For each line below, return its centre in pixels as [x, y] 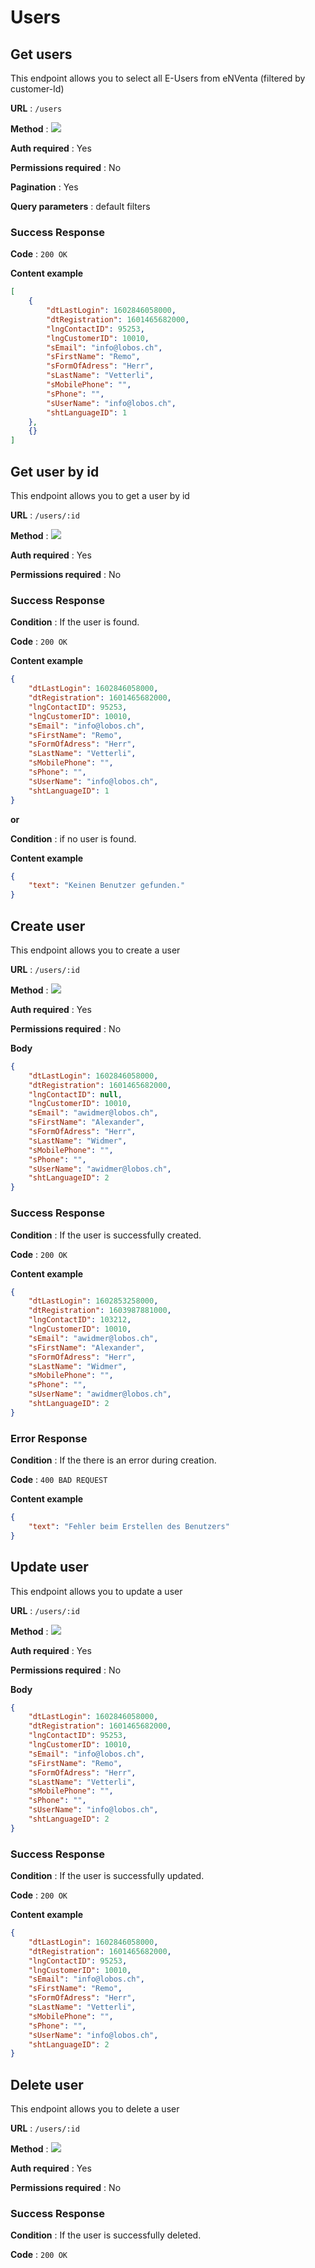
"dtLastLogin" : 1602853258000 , [93, 1301]
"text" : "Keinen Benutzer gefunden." [107, 886]
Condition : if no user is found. [73, 838]
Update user [49, 1567]
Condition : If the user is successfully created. [106, 1235]
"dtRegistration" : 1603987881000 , [100, 1311]
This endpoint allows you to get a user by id [100, 495]
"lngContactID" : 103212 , [80, 1320]
